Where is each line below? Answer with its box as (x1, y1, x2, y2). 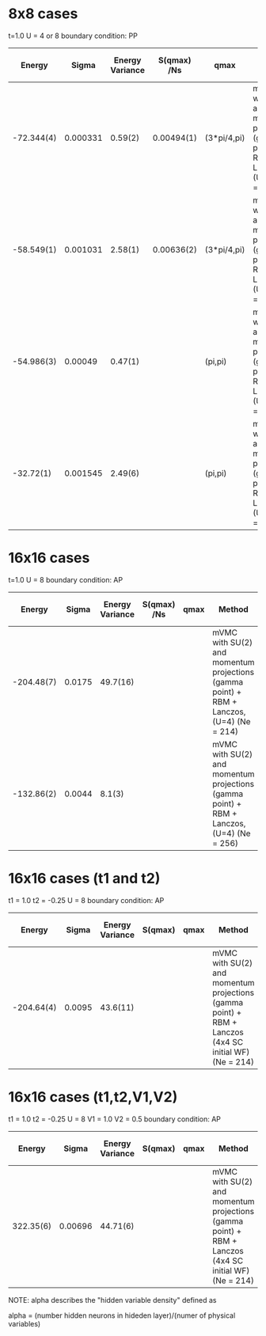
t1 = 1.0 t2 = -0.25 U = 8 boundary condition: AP (8, 895, 165, 905)
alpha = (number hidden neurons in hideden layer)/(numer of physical (8, 1311, 236, 1320)
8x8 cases (8, 5, 78, 23)
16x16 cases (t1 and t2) (8, 870, 161, 887)
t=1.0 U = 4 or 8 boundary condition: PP (8, 31, 139, 40)
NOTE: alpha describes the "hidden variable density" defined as (8, 1295, 217, 1304)
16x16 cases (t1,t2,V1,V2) (8, 1088, 178, 1106)
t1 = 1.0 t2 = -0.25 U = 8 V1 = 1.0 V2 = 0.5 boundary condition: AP (8, 1114, 222, 1124)
